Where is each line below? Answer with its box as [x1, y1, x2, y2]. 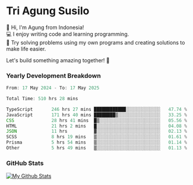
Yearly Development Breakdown [6, 71, 101, 79]
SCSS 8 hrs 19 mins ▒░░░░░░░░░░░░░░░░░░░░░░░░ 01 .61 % [6, 134, 187, 140]
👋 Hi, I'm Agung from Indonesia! [6, 24, 84, 31]
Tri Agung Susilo [6, 4, 90, 18]
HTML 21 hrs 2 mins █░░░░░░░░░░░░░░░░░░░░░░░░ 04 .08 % [6, 123, 187, 129]
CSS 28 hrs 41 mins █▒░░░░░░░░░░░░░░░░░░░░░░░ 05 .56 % [6, 117, 187, 123]
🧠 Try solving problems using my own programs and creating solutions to [6, 39, 185, 46]
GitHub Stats [6, 159, 44, 167]
